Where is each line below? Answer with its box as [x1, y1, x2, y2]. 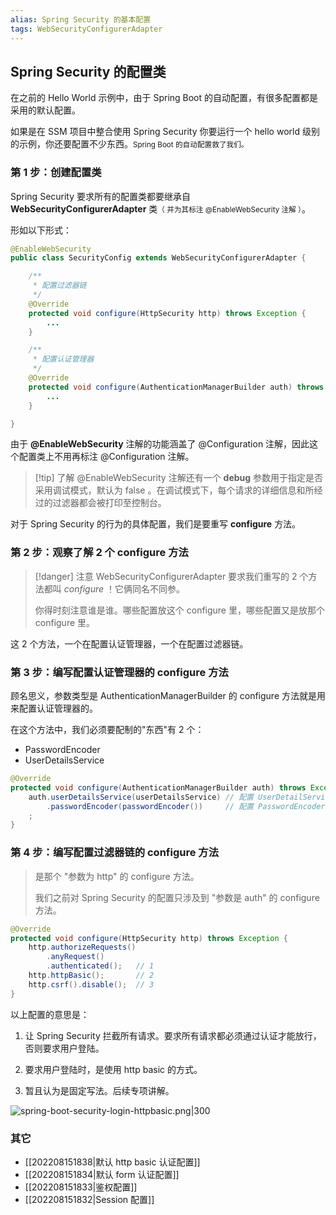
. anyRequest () [46, 952, 105, 962]
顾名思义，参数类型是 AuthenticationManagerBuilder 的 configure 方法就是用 [10, 690, 326, 702]
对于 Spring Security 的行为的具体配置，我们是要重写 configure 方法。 [10, 518, 302, 530]
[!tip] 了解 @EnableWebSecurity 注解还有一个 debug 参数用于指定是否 [34, 472, 324, 484]
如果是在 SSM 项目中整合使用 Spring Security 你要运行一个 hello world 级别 [10, 126, 320, 138]
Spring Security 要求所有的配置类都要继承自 [10, 190, 192, 202]
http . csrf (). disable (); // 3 [28, 979, 155, 990]
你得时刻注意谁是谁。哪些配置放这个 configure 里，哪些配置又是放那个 [34, 604, 325, 616]
